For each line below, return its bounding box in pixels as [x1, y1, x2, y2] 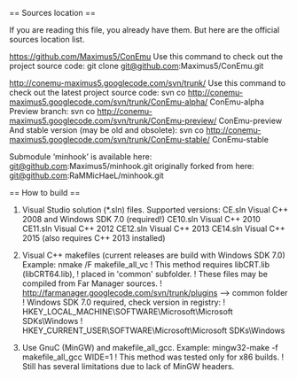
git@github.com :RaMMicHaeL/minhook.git [9, 170, 164, 181]
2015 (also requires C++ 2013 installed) [21, 233, 166, 243]
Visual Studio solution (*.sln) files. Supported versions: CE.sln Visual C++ [21, 205, 289, 215]
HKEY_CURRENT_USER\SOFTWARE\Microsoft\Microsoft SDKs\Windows [21, 325, 285, 336]
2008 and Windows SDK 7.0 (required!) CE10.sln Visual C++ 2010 [21, 214, 261, 224]
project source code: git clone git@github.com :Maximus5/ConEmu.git [9, 61, 264, 71]
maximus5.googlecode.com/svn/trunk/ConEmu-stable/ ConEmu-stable [9, 135, 269, 144]
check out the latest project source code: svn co [9, 88, 186, 97]
